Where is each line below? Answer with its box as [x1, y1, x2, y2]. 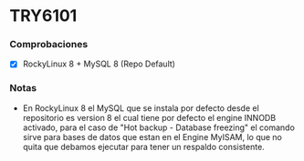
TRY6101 [9, 5, 78, 26]
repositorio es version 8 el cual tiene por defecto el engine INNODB [22, 112, 277, 123]
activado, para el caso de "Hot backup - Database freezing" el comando [22, 122, 295, 133]
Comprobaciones [9, 38, 89, 51]
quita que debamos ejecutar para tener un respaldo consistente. [22, 141, 265, 152]
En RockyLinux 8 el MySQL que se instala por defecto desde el [22, 102, 260, 114]
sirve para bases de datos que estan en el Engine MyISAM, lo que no [22, 131, 283, 142]
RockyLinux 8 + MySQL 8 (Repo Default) [22, 58, 176, 69]
